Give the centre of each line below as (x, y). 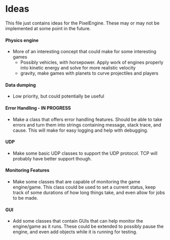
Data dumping (21, 85)
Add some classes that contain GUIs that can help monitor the (78, 221)
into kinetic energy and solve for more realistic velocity (78, 68)
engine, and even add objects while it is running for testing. (75, 232)
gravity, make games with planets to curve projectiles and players (89, 73)
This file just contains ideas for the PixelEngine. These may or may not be (82, 23)
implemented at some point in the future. (48, 28)
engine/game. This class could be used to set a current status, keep (84, 187)
